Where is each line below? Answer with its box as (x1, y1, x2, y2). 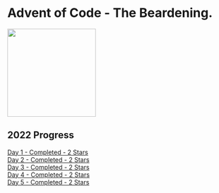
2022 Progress (7, 129, 74, 142)
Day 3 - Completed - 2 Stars (7, 163, 90, 171)
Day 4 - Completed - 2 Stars (7, 170, 90, 179)
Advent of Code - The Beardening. (7, 5, 213, 21)
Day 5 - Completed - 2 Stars (7, 178, 90, 186)
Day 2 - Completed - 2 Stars (7, 155, 90, 163)
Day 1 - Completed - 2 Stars (7, 148, 88, 156)
